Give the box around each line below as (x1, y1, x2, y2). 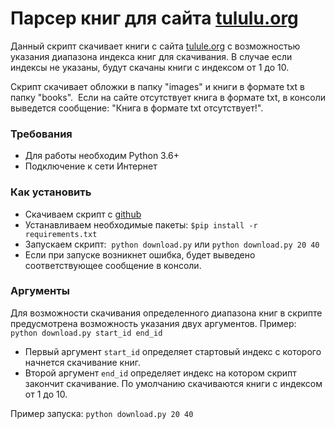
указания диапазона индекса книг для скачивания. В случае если (10, 50, 293, 62)
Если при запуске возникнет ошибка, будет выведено (24, 248, 256, 261)
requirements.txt (24, 229, 98, 239)
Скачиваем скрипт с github (24, 208, 142, 220)
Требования (10, 127, 73, 141)
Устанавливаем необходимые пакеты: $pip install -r (24, 218, 258, 231)
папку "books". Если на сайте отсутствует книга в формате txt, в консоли (10, 91, 326, 103)
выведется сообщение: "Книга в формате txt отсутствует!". (10, 102, 264, 114)
